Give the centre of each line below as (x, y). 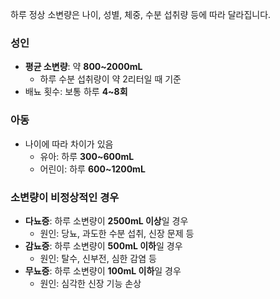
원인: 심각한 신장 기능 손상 (90, 283)
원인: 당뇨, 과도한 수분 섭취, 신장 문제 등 (117, 233)
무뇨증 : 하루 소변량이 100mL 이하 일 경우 (103, 270)
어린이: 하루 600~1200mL (92, 169)
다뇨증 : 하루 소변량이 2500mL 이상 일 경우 (106, 220)
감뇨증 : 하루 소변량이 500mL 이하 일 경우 (103, 245)
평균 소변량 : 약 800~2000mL (83, 67)
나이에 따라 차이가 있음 (69, 144)
